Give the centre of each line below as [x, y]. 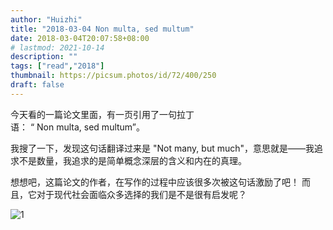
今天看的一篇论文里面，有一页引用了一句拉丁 [102, 114]
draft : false [37, 85]
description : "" [44, 57]
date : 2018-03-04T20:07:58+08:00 [80, 38]
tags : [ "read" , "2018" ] [57, 66]
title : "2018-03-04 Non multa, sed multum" [102, 29]
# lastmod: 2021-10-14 [57, 47]
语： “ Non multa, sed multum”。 [78, 127]
